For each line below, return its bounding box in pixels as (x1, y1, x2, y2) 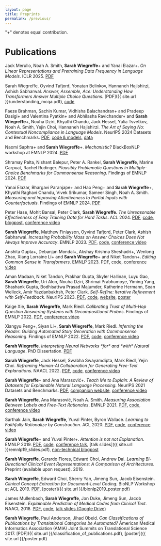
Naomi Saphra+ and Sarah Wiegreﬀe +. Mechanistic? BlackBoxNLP (5, 144, 140, 150)
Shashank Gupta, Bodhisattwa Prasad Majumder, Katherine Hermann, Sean (5, 284, 155, 290)
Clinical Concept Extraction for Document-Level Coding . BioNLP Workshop (5, 481, 155, 487)
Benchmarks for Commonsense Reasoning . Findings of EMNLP (20, 170, 147, 176)
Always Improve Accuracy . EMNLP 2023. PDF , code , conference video (5, 240, 147, 245)
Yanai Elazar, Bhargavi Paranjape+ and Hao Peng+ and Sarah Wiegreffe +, (5, 185, 153, 191)
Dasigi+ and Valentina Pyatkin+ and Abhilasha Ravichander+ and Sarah (5, 113, 148, 119)
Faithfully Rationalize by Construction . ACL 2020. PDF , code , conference (5, 422, 151, 428)
